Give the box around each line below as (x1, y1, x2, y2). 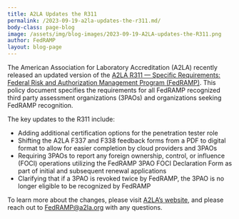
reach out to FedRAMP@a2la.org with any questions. (7, 203, 163, 211)
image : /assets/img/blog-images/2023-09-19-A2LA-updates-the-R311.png (7, 30, 222, 38)
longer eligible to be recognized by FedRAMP (17, 182, 151, 190)
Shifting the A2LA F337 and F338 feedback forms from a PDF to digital (17, 136, 226, 145)
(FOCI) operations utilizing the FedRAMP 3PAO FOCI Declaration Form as (17, 159, 233, 168)
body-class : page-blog (7, 24, 75, 31)
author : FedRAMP (7, 37, 56, 44)
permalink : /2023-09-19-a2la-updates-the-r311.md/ (7, 17, 161, 24)
